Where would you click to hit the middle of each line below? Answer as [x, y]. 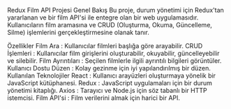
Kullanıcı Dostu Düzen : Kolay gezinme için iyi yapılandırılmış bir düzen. [109, 68]
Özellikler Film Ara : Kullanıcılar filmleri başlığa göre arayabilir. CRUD [105, 46]
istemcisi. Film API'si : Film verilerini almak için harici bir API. [94, 98]
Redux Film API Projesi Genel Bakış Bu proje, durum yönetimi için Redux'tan [116, 10]
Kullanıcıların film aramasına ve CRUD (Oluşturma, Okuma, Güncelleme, [110, 25]
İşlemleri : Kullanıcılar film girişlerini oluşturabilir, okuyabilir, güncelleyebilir [113, 53]
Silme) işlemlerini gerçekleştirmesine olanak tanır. [79, 32]
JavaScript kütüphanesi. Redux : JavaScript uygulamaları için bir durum [110, 83]
